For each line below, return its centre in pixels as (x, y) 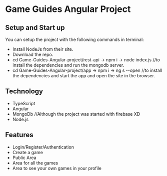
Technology (24, 91)
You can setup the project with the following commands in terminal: (74, 39)
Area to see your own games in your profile (57, 168)
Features (19, 135)
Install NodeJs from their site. (43, 49)
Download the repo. (33, 54)
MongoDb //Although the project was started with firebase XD (76, 114)
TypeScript (24, 103)
